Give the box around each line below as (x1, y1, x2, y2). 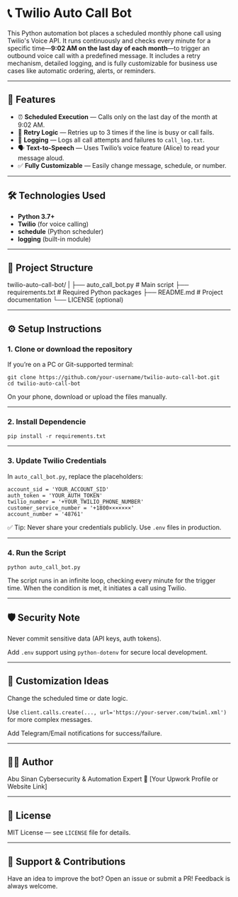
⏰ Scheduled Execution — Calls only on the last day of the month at (17, 112, 218, 121)
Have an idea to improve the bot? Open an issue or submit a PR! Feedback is (7, 874, 230, 883)
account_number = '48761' (7, 510, 84, 518)
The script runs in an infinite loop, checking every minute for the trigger (7, 576, 216, 585)
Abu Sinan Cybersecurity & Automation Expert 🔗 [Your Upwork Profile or (7, 774, 218, 784)
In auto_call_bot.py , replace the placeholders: (7, 472, 144, 480)
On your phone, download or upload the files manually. (7, 393, 168, 401)
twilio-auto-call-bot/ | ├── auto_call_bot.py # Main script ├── (7, 281, 189, 289)
